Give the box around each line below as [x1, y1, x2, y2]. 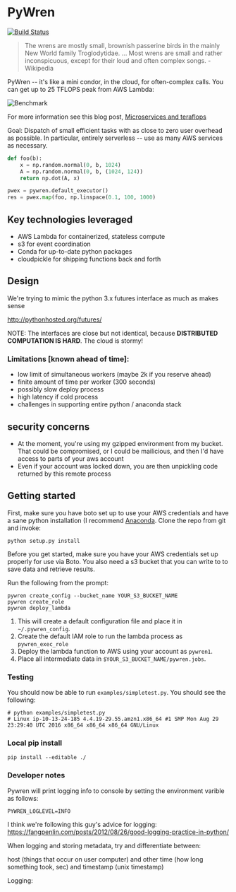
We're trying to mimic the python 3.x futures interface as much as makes [7, 294, 218, 303]
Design [7, 275, 39, 287]
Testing [7, 672, 34, 682]
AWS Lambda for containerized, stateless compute [17, 233, 166, 240]
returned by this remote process [17, 469, 111, 478]
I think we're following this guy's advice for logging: [7, 820, 157, 828]
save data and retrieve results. [7, 565, 95, 573]
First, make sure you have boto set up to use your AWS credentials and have [7, 508, 229, 517]
